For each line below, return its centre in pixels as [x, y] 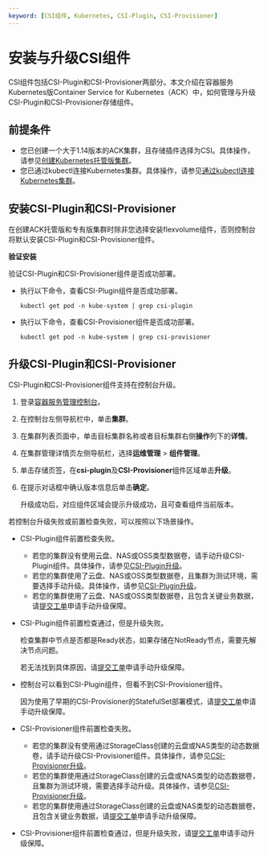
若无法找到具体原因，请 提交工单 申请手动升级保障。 [104, 667]
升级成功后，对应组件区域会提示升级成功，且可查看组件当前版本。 [129, 504]
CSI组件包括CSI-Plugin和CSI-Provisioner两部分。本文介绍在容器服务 [121, 82]
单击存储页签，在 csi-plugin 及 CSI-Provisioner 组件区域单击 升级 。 [127, 470]
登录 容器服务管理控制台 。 [62, 402]
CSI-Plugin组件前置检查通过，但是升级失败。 [94, 623]
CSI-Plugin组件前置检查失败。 [69, 538]
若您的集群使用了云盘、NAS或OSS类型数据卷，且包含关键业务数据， [145, 596]
